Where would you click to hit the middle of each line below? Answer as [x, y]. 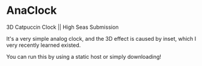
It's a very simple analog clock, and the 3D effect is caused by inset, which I [101, 38]
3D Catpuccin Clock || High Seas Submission [63, 27]
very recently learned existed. [43, 45]
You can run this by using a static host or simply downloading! [84, 56]
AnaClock [32, 10]
